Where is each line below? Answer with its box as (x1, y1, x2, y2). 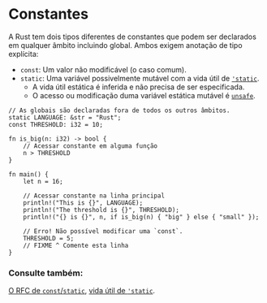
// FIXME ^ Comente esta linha (23, 241, 129, 249)
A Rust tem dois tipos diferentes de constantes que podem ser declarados (8, 32, 257, 41)
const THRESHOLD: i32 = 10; (8, 120, 104, 128)
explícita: (8, 49, 39, 58)
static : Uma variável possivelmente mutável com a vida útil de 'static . (19, 73, 260, 83)
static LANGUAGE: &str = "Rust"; (8, 113, 122, 122)
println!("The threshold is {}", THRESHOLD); (23, 206, 180, 214)
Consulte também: (8, 267, 84, 279)
